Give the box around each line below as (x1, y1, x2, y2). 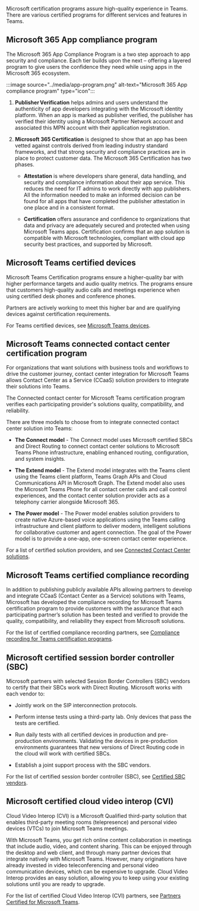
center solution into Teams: (6, 425, 73, 432)
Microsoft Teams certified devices (6, 258, 136, 268)
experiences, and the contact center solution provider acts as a (14, 492, 170, 499)
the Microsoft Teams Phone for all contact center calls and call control (14, 486, 187, 493)
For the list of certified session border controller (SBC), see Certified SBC (6, 773, 186, 780)
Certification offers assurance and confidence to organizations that (23, 215, 190, 222)
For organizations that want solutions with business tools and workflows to (6, 364, 189, 371)
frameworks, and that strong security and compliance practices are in (14, 148, 186, 155)
